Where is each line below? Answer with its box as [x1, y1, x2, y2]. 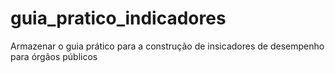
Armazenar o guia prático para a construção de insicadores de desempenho [10, 40, 325, 52]
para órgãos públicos [10, 50, 98, 62]
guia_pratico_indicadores [10, 7, 227, 30]
